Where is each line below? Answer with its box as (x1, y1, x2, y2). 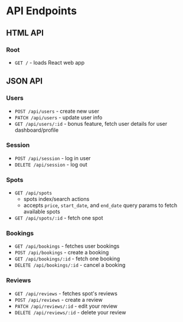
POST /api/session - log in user (14, 154, 91, 161)
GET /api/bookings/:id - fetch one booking (14, 255, 120, 262)
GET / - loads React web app (14, 59, 84, 66)
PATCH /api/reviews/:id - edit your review (14, 302, 118, 310)
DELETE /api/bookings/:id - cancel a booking (14, 262, 126, 269)
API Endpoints (6, 4, 77, 18)
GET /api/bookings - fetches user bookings (14, 243, 120, 250)
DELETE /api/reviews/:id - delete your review (14, 308, 126, 315)
